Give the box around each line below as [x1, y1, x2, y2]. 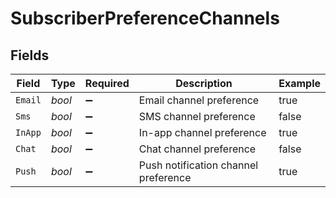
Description [175, 77, 233, 90]
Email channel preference [138, 93, 260, 107]
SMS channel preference [138, 110, 256, 123]
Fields [10, 47, 50, 64]
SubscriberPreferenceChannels [10, 7, 280, 30]
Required [84, 77, 130, 90]
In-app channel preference [138, 126, 267, 139]
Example [278, 77, 321, 90]
